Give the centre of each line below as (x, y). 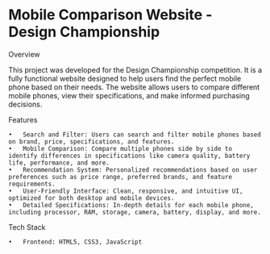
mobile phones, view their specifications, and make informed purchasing (129, 95)
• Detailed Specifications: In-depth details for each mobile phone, (131, 205)
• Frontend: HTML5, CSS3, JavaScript (75, 242)
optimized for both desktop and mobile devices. (91, 198)
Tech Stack (27, 227)
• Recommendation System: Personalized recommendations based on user (133, 170)
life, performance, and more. (59, 163)
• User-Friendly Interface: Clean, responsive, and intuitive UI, (126, 191)
